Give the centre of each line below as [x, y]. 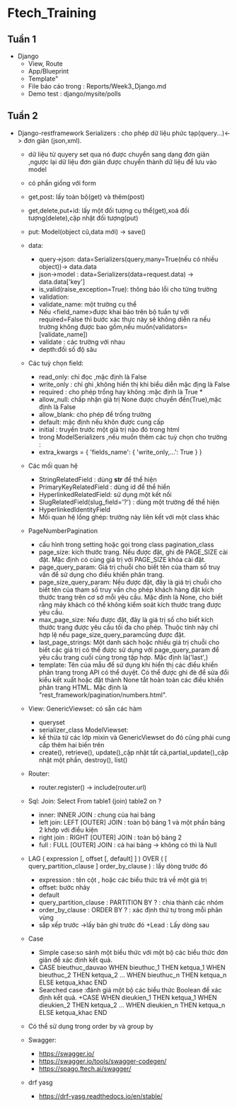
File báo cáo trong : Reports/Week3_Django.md [97, 86]
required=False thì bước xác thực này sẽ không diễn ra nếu [125, 319]
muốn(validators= [162, 326]
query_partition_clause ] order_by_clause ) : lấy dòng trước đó [118, 866]
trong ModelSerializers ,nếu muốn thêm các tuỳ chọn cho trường [133, 437]
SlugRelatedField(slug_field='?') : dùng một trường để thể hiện [129, 502]
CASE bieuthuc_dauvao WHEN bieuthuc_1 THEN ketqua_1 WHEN [132, 967]
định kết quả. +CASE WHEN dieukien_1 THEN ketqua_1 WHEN [128, 997]
